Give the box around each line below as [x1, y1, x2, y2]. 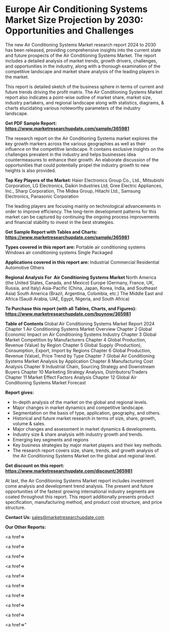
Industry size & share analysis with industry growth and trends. [12, 431, 144, 437]
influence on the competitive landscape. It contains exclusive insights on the [5, 146, 164, 152]
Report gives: [5, 389, 34, 395]
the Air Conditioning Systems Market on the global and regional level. [12, 452, 157, 458]
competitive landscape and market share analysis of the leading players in [5, 68, 159, 74]
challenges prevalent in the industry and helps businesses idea [5, 151, 136, 157]
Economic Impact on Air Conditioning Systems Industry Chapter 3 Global [5, 331, 156, 337]
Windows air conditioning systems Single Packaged [5, 249, 113, 255]
